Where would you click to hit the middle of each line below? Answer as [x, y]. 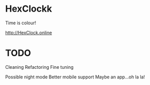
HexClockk [29, 9]
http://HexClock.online [29, 32]
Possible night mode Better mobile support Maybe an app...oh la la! [75, 77]
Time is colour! [21, 23]
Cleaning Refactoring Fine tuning [39, 67]
